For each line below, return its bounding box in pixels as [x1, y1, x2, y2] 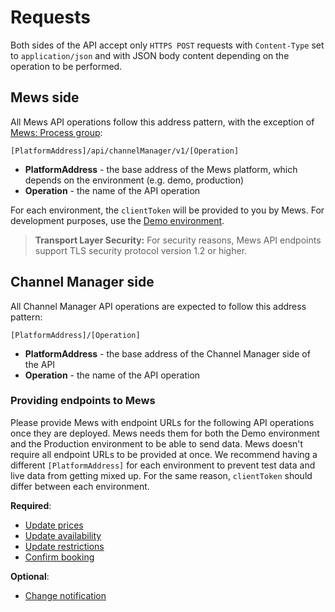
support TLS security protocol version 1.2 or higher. [34, 244, 248, 256]
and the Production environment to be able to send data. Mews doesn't [10, 437, 304, 450]
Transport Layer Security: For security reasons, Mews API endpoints [34, 234, 322, 246]
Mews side [10, 89, 80, 106]
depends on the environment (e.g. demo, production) [24, 174, 245, 186]
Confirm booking [24, 551, 95, 563]
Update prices [24, 519, 84, 531]
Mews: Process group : [10, 126, 103, 138]
